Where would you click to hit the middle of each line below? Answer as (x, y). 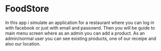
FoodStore (27, 9)
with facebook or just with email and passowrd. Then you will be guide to (80, 27)
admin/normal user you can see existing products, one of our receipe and (81, 38)
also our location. (23, 43)
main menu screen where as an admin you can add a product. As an (75, 33)
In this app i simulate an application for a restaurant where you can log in (80, 22)
